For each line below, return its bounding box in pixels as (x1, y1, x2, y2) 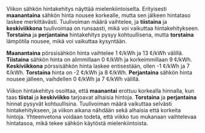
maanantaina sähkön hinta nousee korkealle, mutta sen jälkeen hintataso (6, 12, 191, 19)
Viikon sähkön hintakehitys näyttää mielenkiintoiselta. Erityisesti (6, 5, 167, 12)
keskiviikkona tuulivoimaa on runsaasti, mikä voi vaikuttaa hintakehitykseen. (6, 24, 199, 32)
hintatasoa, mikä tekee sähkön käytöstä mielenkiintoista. (6, 120, 149, 127)
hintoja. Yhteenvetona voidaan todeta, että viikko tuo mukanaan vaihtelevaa (6, 113, 197, 120)
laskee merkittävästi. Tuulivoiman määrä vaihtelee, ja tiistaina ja (6, 18, 167, 25)
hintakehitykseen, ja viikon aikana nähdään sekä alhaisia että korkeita (6, 107, 181, 113)
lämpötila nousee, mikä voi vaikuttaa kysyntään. (6, 38, 127, 45)
